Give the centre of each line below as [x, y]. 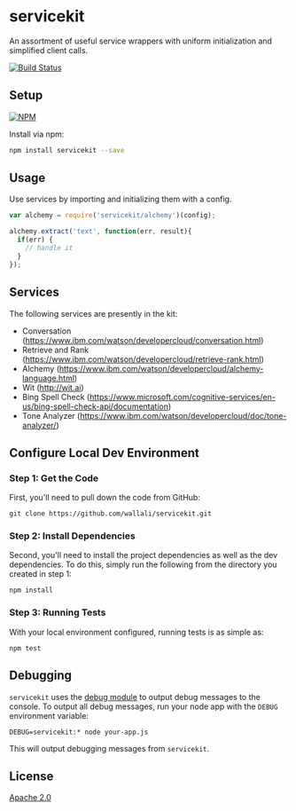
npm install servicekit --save [67, 150]
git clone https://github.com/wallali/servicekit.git [111, 514]
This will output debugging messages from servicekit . [109, 748]
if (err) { [35, 240]
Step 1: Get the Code [54, 478]
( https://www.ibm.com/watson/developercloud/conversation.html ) [143, 340]
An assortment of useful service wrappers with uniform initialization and [141, 41]
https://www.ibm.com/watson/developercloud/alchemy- [161, 368]
